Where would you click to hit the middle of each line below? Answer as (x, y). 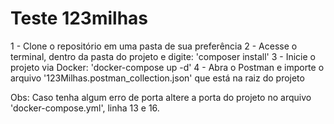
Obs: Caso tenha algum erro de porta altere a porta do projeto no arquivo (161, 97)
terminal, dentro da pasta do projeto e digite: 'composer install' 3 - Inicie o (163, 56)
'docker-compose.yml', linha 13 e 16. (85, 108)
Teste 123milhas (79, 18)
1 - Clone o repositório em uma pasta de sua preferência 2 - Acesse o (154, 46)
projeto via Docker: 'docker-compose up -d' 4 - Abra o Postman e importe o (167, 67)
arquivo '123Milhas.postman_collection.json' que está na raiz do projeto (157, 78)
